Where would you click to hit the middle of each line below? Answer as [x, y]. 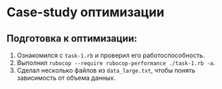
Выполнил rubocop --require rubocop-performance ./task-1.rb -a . [116, 63]
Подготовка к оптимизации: [72, 38]
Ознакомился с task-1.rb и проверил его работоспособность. [111, 55]
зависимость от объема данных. [66, 78]
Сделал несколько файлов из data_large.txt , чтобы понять [106, 70]
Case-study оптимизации [86, 12]
